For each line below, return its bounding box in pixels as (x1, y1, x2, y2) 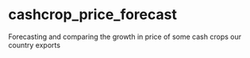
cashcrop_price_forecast (8, 6, 177, 24)
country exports (8, 40, 61, 49)
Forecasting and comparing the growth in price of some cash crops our (8, 32, 242, 41)
